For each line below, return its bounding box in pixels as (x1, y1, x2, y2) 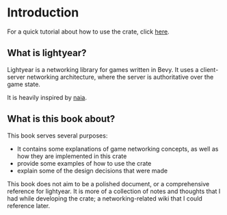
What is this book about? (7, 113, 116, 125)
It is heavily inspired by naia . (7, 93, 88, 101)
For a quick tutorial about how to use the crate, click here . (7, 27, 170, 36)
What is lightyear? (7, 47, 87, 59)
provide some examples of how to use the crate (16, 159, 152, 167)
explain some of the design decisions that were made (16, 166, 168, 175)
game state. (7, 80, 41, 88)
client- (200, 65, 219, 73)
